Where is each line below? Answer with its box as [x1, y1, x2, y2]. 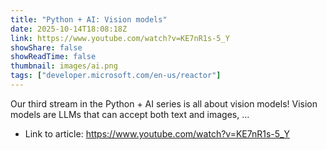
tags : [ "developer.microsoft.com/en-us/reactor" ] [10, 71, 222, 81]
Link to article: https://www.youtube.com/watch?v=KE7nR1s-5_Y [24, 127, 290, 140]
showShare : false [10, 42, 83, 53]
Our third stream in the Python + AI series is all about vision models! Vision [10, 97, 318, 110]
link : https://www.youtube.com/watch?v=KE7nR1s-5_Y [10, 33, 230, 43]
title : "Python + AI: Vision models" [10, 14, 168, 25]
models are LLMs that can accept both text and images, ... [10, 108, 250, 120]
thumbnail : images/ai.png [10, 61, 118, 71]
